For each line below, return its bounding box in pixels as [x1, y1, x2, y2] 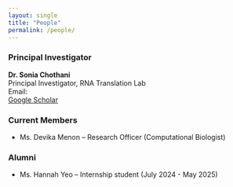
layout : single [8, 11, 58, 20]
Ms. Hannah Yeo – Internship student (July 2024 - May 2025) [19, 170, 218, 179]
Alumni [8, 152, 37, 163]
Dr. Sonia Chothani [8, 70, 71, 79]
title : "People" [8, 19, 61, 27]
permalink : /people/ [8, 26, 76, 34]
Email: [8, 86, 28, 96]
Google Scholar [8, 95, 59, 104]
